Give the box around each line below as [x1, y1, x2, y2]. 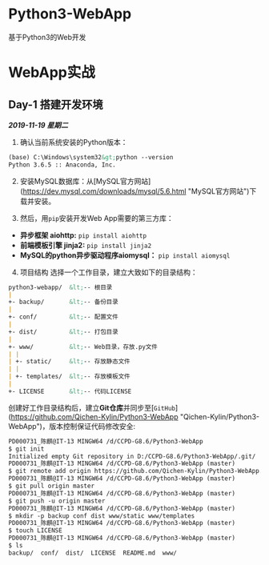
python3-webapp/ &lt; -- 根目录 [8, 283, 113, 291]
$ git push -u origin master [8, 497, 106, 505]
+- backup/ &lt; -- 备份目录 [8, 298, 118, 307]
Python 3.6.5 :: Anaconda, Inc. [8, 161, 116, 169]
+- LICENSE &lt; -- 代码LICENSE [8, 387, 132, 395]
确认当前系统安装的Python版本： [19, 137, 128, 146]
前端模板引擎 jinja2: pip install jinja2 [19, 240, 152, 250]
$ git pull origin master [8, 482, 94, 491]
